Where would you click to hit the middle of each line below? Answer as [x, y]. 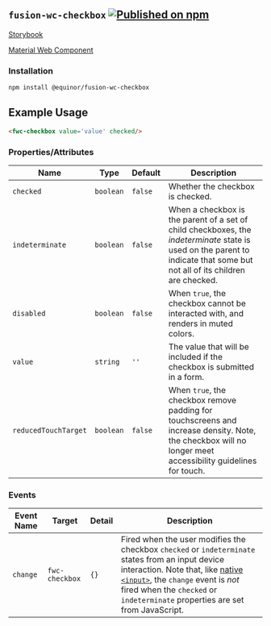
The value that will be [209, 346]
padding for [190, 410]
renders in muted [201, 323]
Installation [31, 71]
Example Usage [48, 113]
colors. [181, 333]
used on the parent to [209, 249]
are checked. [193, 280]
